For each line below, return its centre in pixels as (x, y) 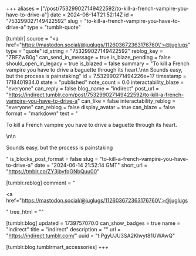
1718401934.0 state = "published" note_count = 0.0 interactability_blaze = (95, 82)
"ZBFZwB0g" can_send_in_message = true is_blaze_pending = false (89, 57)
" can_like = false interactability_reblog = (126, 101)
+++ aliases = (23, 9)
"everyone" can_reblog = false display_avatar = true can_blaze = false (91, 107)
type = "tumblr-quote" (54, 27)
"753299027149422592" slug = (45, 21)
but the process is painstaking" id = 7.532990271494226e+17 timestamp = (96, 76)
